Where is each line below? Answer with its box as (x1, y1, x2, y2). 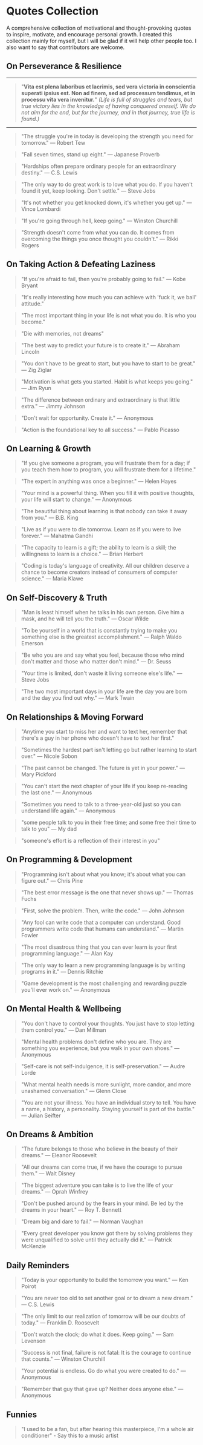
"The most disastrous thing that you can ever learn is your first (21, 943, 177, 951)
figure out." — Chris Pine (21, 877, 83, 884)
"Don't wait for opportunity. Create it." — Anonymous (21, 414, 154, 422)
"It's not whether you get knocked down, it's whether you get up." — (21, 199, 192, 206)
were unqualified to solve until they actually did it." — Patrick (21, 1236, 172, 1243)
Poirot (21, 1283, 36, 1290)
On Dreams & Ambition (6, 1129, 94, 1140)
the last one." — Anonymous (21, 789, 92, 796)
